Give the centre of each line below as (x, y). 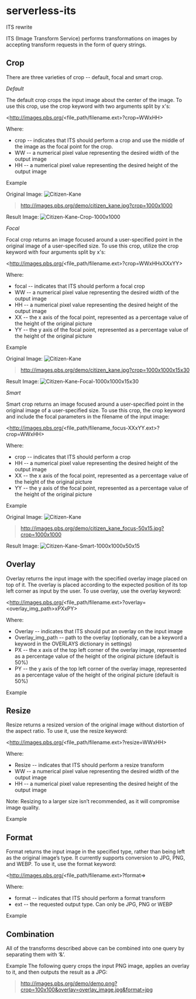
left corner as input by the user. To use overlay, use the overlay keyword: (94, 591)
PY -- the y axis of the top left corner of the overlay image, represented (100, 668)
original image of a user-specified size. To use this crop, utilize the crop (92, 246)
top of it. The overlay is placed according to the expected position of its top (97, 585)
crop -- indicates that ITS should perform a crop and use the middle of (99, 140)
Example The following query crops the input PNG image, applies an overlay (98, 966)
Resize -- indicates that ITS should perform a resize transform (89, 765)
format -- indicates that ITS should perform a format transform (90, 898)
